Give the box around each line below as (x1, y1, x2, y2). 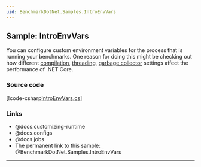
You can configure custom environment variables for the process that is (6, 47, 183, 54)
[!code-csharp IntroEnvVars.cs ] (6, 94, 83, 102)
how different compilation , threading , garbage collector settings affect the (6, 59, 188, 66)
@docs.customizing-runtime (14, 123, 86, 130)
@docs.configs (14, 129, 53, 136)
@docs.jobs (14, 136, 45, 143)
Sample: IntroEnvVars (6, 31, 90, 41)
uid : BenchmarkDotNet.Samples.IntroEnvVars (6, 8, 117, 15)
